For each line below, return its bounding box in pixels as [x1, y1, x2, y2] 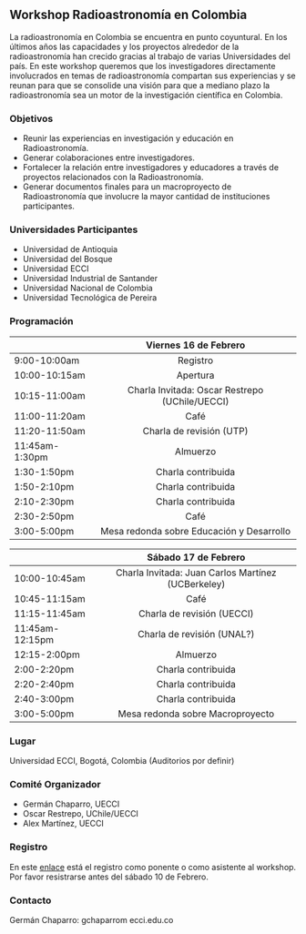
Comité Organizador [9, 777, 102, 790]
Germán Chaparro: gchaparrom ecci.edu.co [9, 914, 174, 925]
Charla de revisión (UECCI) [138, 607, 254, 620]
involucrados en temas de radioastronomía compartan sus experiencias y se [9, 70, 296, 81]
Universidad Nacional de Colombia [22, 282, 153, 294]
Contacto [9, 894, 52, 907]
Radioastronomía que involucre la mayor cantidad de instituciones [22, 191, 270, 202]
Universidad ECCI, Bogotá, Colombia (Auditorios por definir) [9, 756, 235, 766]
